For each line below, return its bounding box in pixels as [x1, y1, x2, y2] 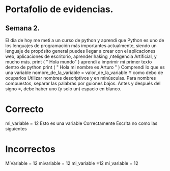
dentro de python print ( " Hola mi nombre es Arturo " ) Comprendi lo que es [5, 64, 165, 70]
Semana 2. [5, 24, 40, 32]
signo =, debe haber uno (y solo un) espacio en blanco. [5, 86, 122, 92]
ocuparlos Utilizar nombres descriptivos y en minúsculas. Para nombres [5, 75, 156, 81]
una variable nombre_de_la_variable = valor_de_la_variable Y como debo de [5, 70, 163, 76]
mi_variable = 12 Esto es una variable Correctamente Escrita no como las [5, 120, 158, 126]
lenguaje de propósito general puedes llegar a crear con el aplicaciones [5, 48, 156, 54]
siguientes [5, 125, 27, 131]
